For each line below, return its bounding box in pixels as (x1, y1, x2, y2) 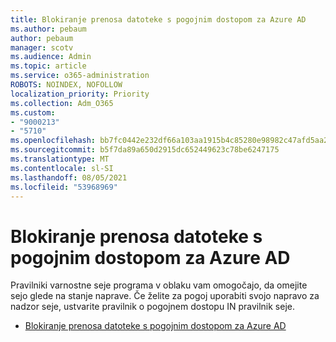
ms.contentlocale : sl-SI (10, 163, 114, 173)
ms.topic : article (10, 61, 87, 71)
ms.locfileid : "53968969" (10, 182, 118, 192)
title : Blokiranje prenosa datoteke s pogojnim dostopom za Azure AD (10, 14, 307, 25)
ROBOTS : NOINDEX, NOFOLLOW (10, 80, 123, 90)
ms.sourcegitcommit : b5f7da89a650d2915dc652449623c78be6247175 (10, 145, 280, 155)
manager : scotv (10, 42, 74, 53)
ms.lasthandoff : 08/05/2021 (10, 172, 128, 183)
